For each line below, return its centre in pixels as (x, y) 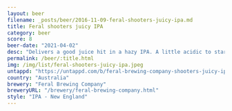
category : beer (29, 33)
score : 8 (20, 39)
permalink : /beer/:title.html (51, 59)
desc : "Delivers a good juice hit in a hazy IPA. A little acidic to (109, 52)
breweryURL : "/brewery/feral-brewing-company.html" (83, 90)
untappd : (20, 71)
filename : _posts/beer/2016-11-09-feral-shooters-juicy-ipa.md (100, 20)
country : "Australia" (38, 78)
